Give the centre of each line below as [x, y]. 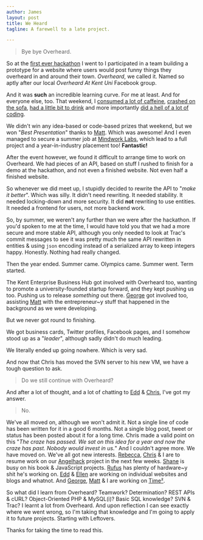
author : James [24, 12]
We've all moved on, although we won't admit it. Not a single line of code [98, 422]
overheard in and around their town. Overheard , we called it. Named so [95, 76]
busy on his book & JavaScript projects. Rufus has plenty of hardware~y [97, 468]
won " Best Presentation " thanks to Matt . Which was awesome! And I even [99, 132]
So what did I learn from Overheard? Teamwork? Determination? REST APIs [101, 492]
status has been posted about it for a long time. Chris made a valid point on [100, 435]
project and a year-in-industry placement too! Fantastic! [77, 146]
